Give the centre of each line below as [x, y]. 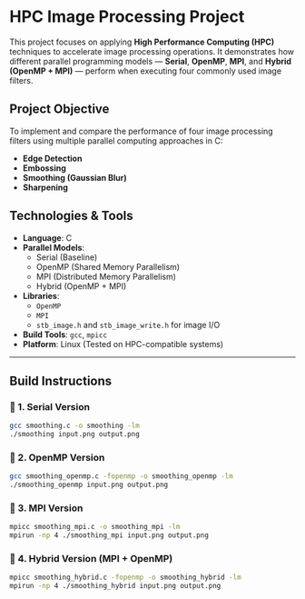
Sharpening [45, 187]
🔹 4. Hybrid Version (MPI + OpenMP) [91, 559]
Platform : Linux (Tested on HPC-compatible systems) [123, 344]
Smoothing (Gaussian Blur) [74, 177]
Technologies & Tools [71, 216]
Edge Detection [52, 158]
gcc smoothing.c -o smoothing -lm [75, 426]
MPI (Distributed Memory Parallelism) [106, 276]
